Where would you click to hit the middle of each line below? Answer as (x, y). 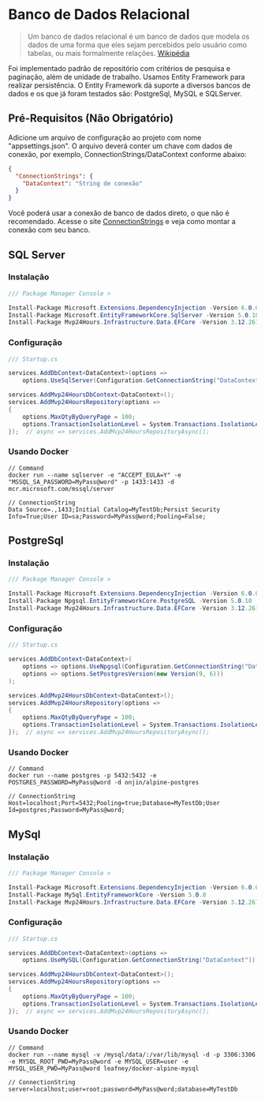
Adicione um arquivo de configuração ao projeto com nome (105, 137)
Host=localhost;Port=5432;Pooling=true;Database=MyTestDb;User (114, 803)
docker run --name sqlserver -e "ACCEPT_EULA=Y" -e (95, 475)
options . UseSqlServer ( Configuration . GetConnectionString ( (119, 380)
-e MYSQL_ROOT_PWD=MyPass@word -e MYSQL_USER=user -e (99, 1062)
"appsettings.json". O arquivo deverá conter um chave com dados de (120, 146)
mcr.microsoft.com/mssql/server (61, 489)
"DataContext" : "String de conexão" (83, 183)
